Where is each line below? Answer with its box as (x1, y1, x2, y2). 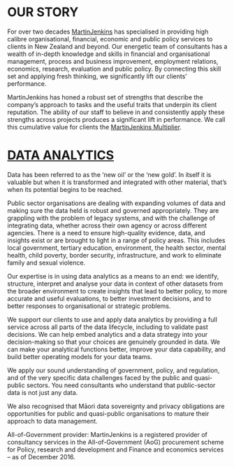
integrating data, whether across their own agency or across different (7, 221, 207, 230)
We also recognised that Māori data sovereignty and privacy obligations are (7, 402, 225, 410)
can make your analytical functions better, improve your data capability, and (7, 344, 226, 354)
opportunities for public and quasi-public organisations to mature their (7, 409, 210, 417)
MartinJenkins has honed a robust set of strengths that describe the (7, 92, 204, 102)
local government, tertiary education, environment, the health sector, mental (7, 243, 226, 252)
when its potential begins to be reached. (7, 185, 124, 193)
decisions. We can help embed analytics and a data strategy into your (7, 330, 208, 338)
